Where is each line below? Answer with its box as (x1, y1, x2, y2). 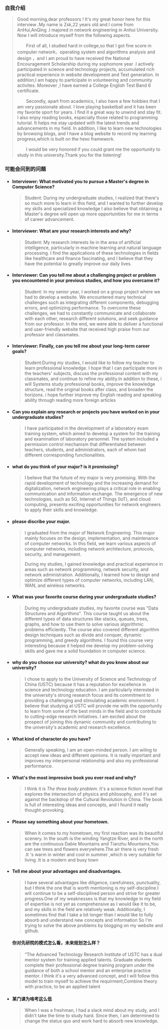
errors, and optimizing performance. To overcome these (24, 305, 141, 311)
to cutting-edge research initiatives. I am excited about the (24, 713, 146, 719)
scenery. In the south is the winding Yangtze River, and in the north (24, 835, 163, 841)
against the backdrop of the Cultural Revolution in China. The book (24, 797, 163, 803)
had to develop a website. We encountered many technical (24, 294, 146, 300)
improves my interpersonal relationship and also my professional (24, 758, 159, 764)
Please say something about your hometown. (12, 819, 109, 825)
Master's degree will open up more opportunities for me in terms (24, 211, 159, 217)
